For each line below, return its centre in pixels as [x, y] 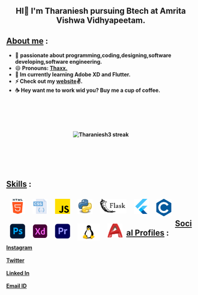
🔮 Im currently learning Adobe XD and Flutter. [73, 75]
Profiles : [152, 233]
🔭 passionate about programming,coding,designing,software [93, 55]
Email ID [16, 285]
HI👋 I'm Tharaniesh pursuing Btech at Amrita [101, 11]
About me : [27, 41]
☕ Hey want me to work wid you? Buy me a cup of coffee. [88, 90]
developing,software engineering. [58, 62]
